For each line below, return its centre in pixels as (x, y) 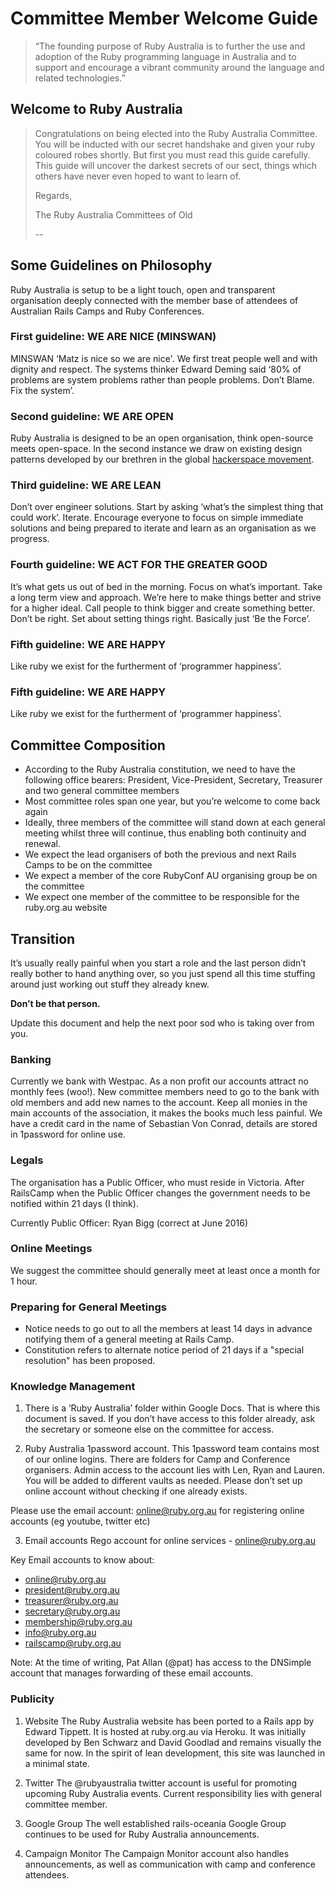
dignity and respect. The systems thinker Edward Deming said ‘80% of (156, 369)
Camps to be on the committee (88, 865)
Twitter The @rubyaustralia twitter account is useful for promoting (161, 1783)
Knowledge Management (73, 1387)
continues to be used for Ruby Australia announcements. (142, 1834)
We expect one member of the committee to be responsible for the (162, 897)
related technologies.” (80, 78)
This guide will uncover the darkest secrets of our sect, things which (176, 165)
